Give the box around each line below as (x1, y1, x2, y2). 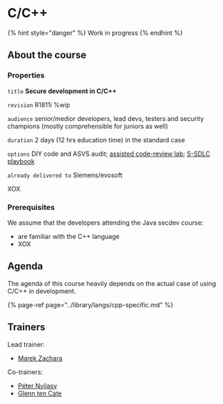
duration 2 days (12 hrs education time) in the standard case (7, 135, 185, 144)
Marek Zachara (17, 353, 63, 362)
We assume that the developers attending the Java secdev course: (7, 218, 204, 227)
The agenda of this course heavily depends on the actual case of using (7, 279, 216, 287)
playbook (7, 156, 35, 165)
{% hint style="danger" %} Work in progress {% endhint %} (7, 28, 183, 37)
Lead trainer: (7, 340, 45, 349)
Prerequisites (7, 202, 55, 212)
